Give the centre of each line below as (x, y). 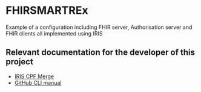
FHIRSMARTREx (47, 11)
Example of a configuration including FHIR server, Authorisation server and (99, 27)
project (20, 62)
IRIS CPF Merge (34, 76)
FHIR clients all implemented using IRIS (54, 33)
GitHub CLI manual (38, 82)
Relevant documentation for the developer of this (100, 53)
